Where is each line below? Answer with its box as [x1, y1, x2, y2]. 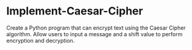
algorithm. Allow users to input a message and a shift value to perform [6, 30, 183, 37]
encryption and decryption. [6, 37, 75, 44]
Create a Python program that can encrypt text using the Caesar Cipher [6, 24, 186, 31]
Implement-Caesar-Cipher [6, 4, 143, 18]
